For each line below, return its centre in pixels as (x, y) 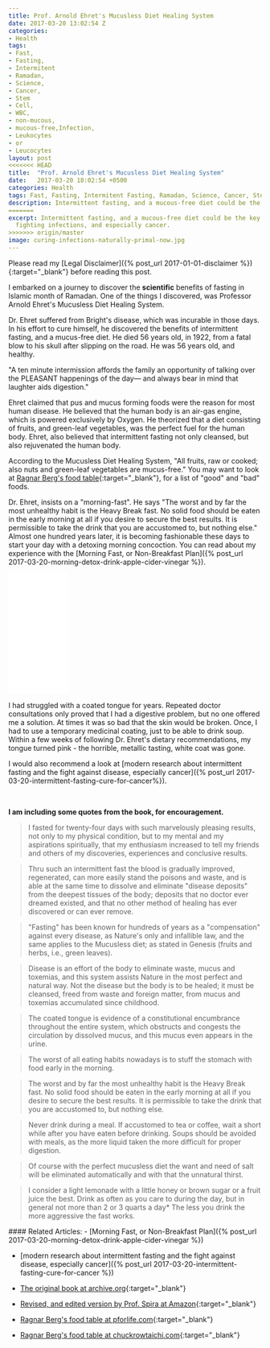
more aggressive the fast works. (81, 1215)
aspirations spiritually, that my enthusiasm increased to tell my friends (143, 844)
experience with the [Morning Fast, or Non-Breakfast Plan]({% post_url (126, 553)
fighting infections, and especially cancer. (93, 225)
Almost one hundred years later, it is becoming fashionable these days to (129, 536)
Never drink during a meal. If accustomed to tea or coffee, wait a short (144, 1124)
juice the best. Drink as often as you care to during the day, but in (136, 1198)
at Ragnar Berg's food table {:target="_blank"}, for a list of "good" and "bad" (134, 478)
